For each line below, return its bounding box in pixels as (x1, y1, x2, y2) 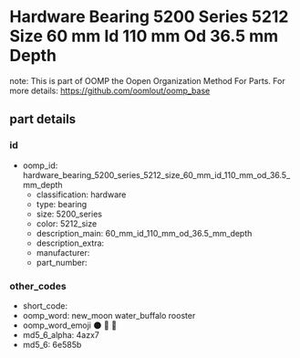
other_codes (9, 279, 67, 292)
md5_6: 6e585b (22, 339, 82, 350)
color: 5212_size (36, 217, 98, 229)
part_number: (36, 257, 88, 268)
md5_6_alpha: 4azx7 (22, 329, 100, 340)
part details (9, 111, 77, 127)
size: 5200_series (36, 208, 103, 219)
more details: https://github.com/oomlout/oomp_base (9, 85, 211, 96)
